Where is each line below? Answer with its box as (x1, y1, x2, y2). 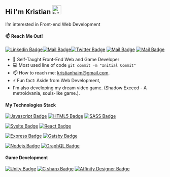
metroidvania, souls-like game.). (12, 90, 80, 96)
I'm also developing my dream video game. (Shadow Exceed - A (12, 85, 147, 91)
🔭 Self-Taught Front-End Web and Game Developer (12, 57, 120, 63)
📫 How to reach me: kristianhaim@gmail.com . (12, 70, 110, 76)
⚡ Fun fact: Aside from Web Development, (12, 78, 100, 84)
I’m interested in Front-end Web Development (5, 21, 100, 27)
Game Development (5, 154, 48, 161)
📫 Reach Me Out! (5, 33, 43, 39)
